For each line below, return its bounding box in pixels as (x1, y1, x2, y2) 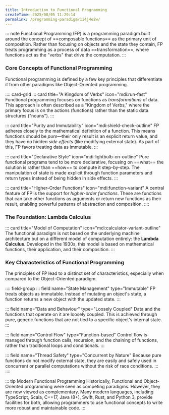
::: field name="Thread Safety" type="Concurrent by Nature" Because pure (5, 352, 161, 359)
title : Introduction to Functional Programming (5, 7, 107, 13)
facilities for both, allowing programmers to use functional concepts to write (5, 399, 163, 406)
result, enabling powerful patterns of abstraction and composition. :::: (5, 201, 150, 207)
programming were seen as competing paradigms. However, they (24, 384, 160, 390)
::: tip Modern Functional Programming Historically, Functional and (5, 378, 143, 384)
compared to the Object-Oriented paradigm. (5, 276, 97, 282)
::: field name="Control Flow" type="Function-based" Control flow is (5, 332, 147, 338)
